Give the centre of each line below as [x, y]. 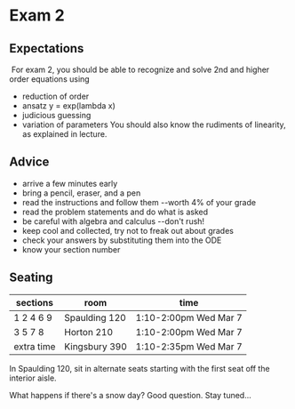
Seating [31, 278]
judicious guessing [56, 115]
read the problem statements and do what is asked [115, 212]
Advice [29, 162]
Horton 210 [89, 332]
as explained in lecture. [64, 134]
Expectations [47, 48]
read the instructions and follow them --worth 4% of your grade [139, 202]
